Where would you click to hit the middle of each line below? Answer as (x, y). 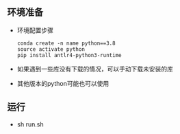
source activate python (51, 49)
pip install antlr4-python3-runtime (69, 55)
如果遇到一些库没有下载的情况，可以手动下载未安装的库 (95, 69)
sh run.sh (30, 124)
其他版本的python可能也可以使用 (63, 83)
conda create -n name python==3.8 (66, 43)
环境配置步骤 (35, 30)
